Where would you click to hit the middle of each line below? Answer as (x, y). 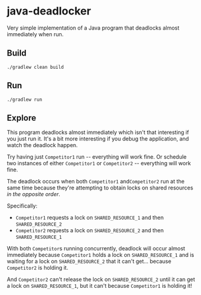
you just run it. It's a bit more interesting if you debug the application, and (98, 139)
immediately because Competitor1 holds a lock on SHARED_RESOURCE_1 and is (101, 255)
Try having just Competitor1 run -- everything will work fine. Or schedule (97, 157)
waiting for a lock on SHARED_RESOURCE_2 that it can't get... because (89, 261)
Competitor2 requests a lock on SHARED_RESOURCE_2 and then (90, 230)
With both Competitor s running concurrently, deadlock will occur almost (96, 249)
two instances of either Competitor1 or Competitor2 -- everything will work (99, 163)
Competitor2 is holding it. (38, 268)
